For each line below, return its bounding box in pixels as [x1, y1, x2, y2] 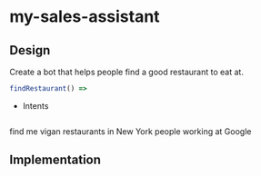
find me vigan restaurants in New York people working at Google [9, 125, 252, 137]
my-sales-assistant [9, 6, 161, 27]
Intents [22, 100, 49, 111]
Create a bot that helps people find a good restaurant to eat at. [9, 66, 244, 77]
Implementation [9, 152, 102, 168]
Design [9, 43, 51, 58]
